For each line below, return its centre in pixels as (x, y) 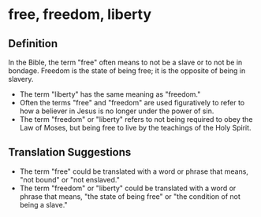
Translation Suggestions (70, 152)
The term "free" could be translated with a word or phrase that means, (134, 171)
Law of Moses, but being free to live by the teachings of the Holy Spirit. (135, 128)
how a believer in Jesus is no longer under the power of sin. (117, 111)
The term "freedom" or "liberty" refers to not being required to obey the (136, 119)
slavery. (21, 79)
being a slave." (44, 204)
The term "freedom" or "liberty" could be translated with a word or (128, 188)
